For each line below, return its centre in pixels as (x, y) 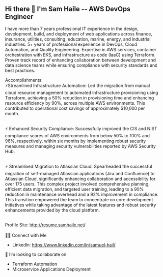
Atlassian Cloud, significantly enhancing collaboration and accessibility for (80, 179)
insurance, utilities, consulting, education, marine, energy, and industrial (78, 39)
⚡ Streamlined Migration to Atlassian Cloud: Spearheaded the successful (79, 166)
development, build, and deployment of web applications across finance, (79, 34)
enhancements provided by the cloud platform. (53, 210)
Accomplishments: (24, 80)
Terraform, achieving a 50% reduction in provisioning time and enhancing (80, 98)
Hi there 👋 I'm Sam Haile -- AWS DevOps (68, 9)
